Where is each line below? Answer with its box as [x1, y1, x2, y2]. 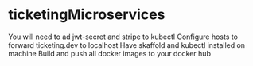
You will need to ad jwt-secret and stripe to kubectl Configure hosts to [8, 32, 239, 41]
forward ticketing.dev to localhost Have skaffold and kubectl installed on [8, 40, 245, 49]
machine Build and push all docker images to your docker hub [8, 49, 211, 58]
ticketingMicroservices [8, 6, 165, 24]
